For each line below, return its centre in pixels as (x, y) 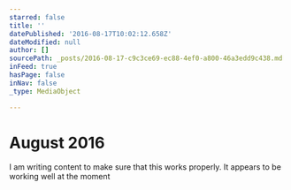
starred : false (37, 17)
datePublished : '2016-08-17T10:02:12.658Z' (91, 34)
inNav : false (33, 83)
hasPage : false (37, 75)
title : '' (27, 26)
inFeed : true (33, 67)
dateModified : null (45, 42)
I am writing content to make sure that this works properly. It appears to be (145, 167)
